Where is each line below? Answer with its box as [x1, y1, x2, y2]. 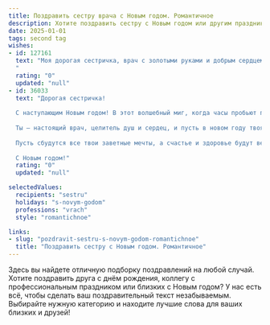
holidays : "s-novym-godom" [15, 198, 106, 206]
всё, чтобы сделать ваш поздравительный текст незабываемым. [8, 290, 231, 300]
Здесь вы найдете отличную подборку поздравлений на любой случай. [8, 265, 255, 274]
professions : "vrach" [15, 206, 88, 214]
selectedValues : [8, 183, 63, 191]
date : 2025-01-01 [8, 27, 67, 35]
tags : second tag [8, 34, 67, 43]
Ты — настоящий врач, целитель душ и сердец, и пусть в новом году [15, 124, 247, 132]
